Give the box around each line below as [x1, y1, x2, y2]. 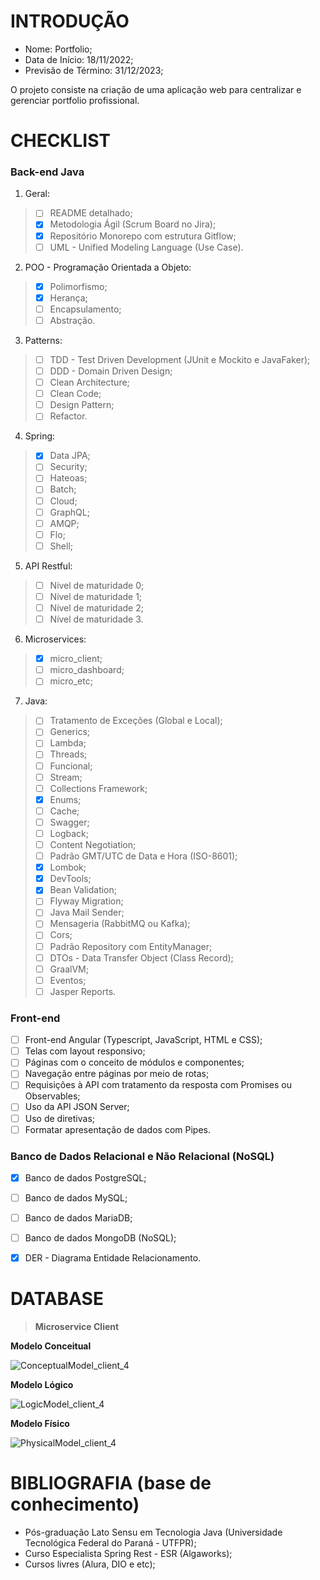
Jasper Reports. [49, 985, 117, 997]
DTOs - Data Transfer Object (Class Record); [49, 951, 234, 964]
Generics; [49, 726, 91, 738]
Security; [49, 461, 88, 473]
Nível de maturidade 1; [49, 590, 143, 602]
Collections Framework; [49, 782, 148, 794]
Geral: [24, 188, 50, 200]
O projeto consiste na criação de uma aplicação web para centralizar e [10, 83, 302, 95]
